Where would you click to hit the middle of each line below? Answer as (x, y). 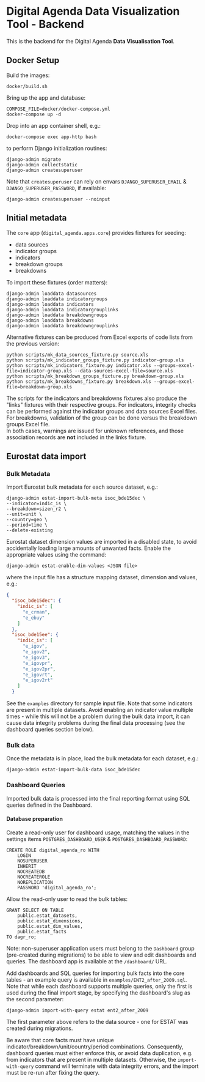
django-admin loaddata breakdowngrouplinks (63, 325)
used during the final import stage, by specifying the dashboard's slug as (98, 993)
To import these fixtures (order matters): (57, 282)
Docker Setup (33, 60)
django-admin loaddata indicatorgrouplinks (63, 309)
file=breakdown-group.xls (39, 387)
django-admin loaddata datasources (52, 294)
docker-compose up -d (34, 114)
